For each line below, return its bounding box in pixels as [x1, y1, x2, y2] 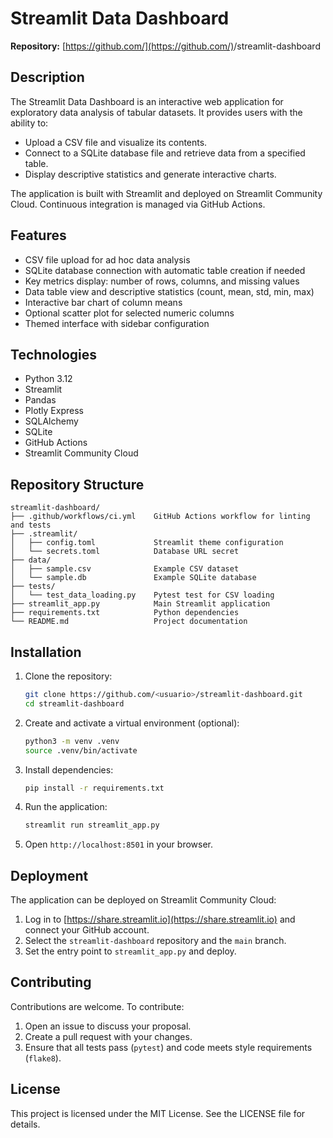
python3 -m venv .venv [24, 736, 120, 746]
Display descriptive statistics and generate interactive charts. [24, 168, 277, 180]
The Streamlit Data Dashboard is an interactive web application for [10, 95, 284, 107]
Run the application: [24, 801, 108, 813]
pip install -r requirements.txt [24, 783, 165, 793]
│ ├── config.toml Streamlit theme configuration [10, 538, 284, 548]
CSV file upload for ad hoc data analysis [24, 253, 191, 266]
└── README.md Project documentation [10, 617, 248, 627]
